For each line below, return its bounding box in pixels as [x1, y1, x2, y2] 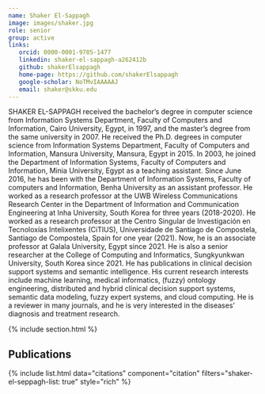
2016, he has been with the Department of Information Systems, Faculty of [8, 174, 252, 184]
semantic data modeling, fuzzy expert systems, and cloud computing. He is [8, 293, 255, 302]
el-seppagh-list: [8, 377, 61, 387]
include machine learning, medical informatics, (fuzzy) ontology [8, 275, 216, 285]
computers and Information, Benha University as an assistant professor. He [8, 183, 253, 193]
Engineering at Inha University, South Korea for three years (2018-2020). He [8, 208, 256, 218]
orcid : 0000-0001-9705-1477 [18, 48, 112, 56]
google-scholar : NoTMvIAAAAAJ [18, 78, 119, 86]
